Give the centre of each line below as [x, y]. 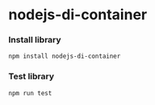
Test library [31, 76]
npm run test [30, 93]
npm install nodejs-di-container [65, 57]
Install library [35, 40]
